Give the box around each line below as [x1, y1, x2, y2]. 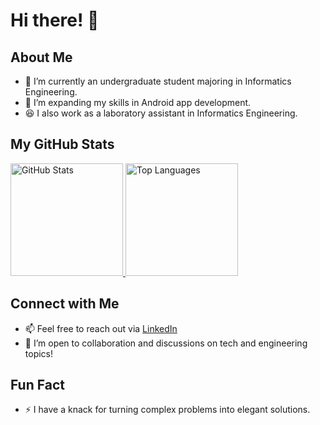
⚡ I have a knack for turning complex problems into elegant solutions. [24, 404, 311, 416]
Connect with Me [10, 295, 120, 313]
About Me [10, 49, 73, 66]
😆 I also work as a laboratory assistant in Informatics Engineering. [24, 107, 298, 119]
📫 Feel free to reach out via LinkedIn [24, 322, 178, 334]
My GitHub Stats [10, 136, 115, 153]
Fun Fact [10, 377, 65, 394]
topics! [24, 347, 54, 359]
